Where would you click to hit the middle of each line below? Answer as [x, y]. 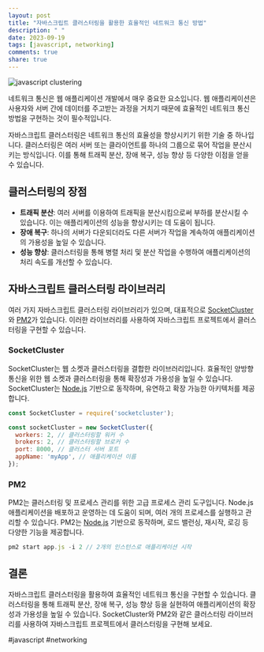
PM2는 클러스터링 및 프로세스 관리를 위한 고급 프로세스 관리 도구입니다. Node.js [131, 503]
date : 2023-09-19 [37, 38]
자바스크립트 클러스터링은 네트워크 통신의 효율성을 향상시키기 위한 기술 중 [121, 134]
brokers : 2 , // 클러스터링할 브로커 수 [73, 442]
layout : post [30, 15]
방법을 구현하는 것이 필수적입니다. [60, 118]
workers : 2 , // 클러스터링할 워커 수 [70, 435]
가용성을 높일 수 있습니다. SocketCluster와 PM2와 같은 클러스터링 [124, 614]
